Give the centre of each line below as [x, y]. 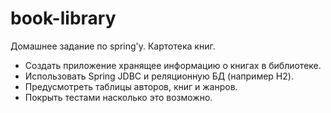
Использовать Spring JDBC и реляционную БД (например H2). [159, 76]
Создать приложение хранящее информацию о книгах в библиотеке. [173, 65]
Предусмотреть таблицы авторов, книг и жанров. [131, 86]
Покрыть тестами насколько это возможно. [118, 97]
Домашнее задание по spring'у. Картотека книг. [113, 46]
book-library [63, 18]
